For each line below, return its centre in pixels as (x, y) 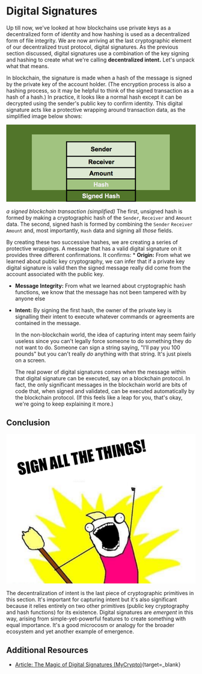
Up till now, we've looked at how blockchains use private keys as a (89, 28)
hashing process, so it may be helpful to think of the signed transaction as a (100, 90)
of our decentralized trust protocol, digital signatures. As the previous (92, 47)
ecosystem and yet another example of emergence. (70, 631)
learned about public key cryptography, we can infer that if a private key (96, 261)
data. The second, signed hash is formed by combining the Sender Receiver (99, 224)
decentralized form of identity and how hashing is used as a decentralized (98, 34)
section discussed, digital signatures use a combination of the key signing (98, 53)
